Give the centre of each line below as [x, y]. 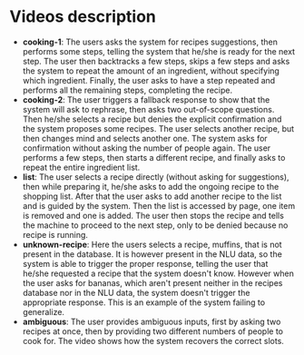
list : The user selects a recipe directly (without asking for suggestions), [156, 177]
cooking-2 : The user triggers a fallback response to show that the [146, 99]
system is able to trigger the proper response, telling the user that [145, 263]
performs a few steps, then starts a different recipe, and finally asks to [154, 157]
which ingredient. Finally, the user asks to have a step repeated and [149, 80]
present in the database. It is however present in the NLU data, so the [152, 254]
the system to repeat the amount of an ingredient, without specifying [151, 71]
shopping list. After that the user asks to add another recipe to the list [152, 196]
